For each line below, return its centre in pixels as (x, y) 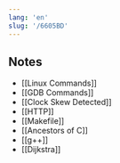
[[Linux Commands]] (59, 83)
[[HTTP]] (37, 111)
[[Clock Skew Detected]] (66, 102)
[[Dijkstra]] (41, 150)
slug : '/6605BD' (38, 26)
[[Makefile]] (43, 121)
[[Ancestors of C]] (54, 131)
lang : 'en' (28, 17)
